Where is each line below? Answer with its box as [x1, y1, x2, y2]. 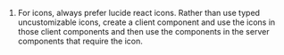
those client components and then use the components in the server [17, 27, 270, 36]
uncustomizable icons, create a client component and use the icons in [17, 17, 276, 27]
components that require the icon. [17, 35, 143, 46]
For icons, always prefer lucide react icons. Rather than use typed [17, 8, 261, 18]
